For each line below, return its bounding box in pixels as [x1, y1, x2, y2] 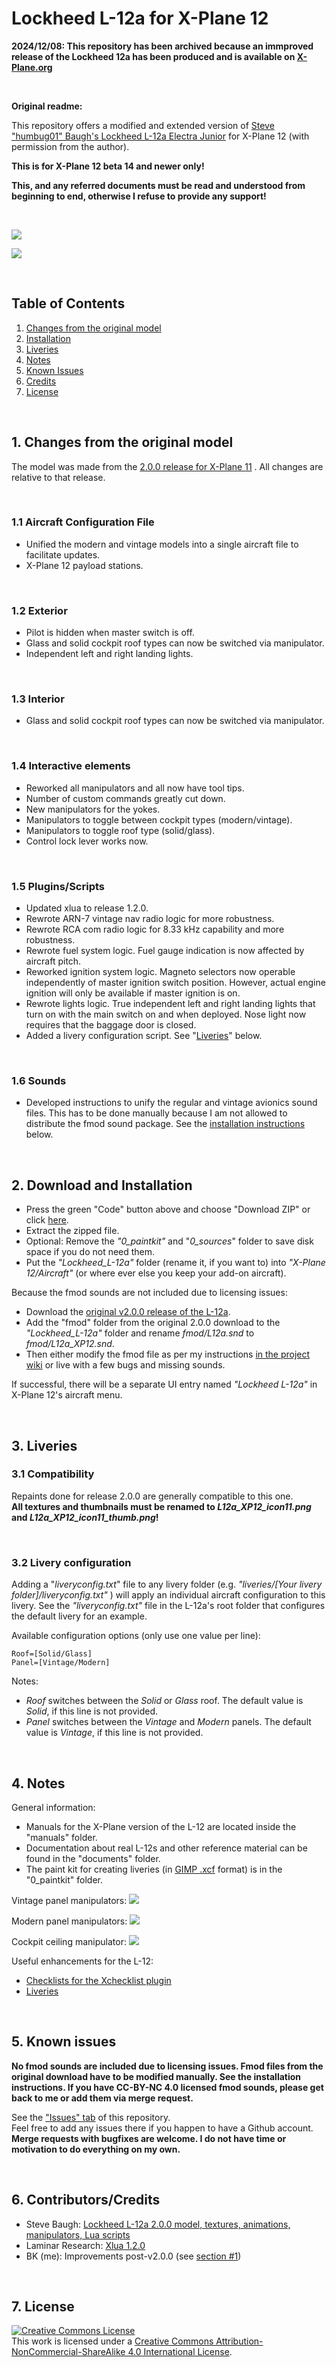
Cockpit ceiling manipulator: [11, 1935, 127, 1947]
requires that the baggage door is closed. [25, 1019, 197, 1031]
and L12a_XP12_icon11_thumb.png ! [11, 1511, 159, 1523]
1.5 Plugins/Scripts [11, 879, 105, 893]
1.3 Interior [11, 692, 65, 706]
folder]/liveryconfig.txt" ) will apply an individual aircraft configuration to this [11, 1589, 326, 1601]
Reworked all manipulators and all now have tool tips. [25, 782, 245, 794]
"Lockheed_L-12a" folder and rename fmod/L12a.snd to [25, 1327, 255, 1339]
